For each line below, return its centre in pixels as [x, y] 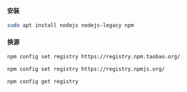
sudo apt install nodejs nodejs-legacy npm [71, 25]
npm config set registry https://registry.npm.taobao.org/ [94, 57]
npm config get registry [43, 82]
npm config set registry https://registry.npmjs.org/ [86, 69]
